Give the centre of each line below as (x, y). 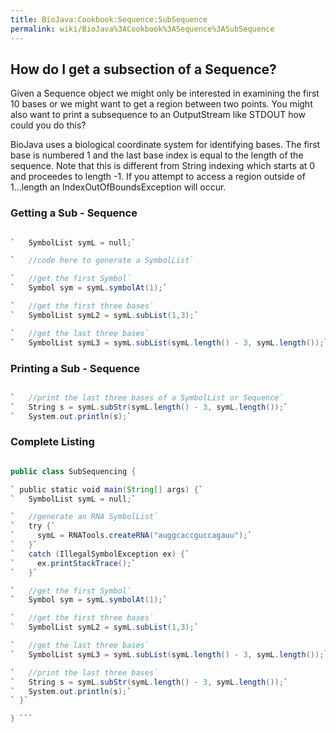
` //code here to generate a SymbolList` (102, 261)
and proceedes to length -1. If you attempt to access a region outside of (158, 177)
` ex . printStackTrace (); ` (73, 563)
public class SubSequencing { (73, 471)
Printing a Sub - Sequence (75, 368)
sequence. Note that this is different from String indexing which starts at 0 (163, 166)
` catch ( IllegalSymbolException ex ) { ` (100, 554)
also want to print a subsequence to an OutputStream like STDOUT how (158, 115)
